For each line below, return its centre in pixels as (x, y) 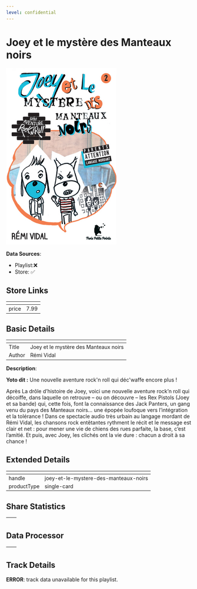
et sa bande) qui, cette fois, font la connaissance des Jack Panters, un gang (98, 403)
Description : (21, 368)
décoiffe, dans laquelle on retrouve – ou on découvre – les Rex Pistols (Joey (98, 397)
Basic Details (30, 329)
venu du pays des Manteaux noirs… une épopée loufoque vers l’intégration (97, 410)
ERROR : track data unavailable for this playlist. (62, 579)
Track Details (31, 565)
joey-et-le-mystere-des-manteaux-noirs (96, 478)
